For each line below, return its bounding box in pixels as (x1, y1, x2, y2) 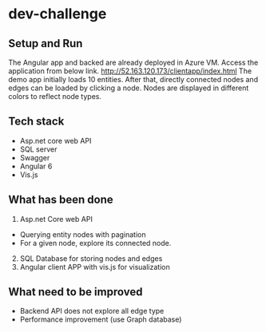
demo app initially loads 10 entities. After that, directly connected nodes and (8, 75, 258, 84)
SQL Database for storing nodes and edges (19, 253, 163, 263)
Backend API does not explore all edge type (19, 306, 165, 316)
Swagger (19, 152, 50, 162)
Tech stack (8, 115, 65, 128)
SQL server (19, 144, 58, 154)
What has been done (8, 193, 113, 207)
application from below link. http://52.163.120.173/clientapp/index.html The (8, 66, 252, 76)
